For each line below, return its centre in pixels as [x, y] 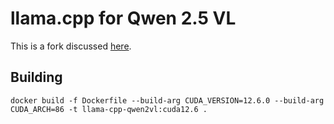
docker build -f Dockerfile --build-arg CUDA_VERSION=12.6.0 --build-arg [167, 100]
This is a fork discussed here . [71, 46]
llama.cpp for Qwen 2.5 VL [123, 18]
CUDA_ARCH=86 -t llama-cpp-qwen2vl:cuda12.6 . [109, 109]
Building [36, 77]
